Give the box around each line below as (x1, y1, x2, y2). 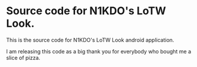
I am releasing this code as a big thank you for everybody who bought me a (6, 47, 192, 55)
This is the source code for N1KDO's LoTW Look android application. (6, 36, 174, 43)
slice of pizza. (6, 54, 40, 61)
